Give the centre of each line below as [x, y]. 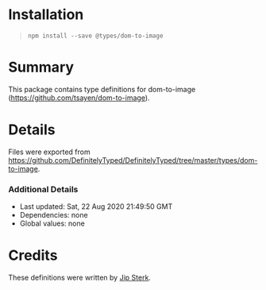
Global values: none [52, 223]
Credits [33, 255]
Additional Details [43, 189]
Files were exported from [49, 152]
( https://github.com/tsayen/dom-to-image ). [79, 98]
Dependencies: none [54, 215]
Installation [46, 15]
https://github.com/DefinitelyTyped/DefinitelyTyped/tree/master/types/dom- [133, 160]
